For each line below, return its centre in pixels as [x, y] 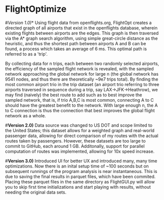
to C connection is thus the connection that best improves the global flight [80, 110]
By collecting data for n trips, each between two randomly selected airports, [82, 63]
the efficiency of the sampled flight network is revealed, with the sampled [79, 69]
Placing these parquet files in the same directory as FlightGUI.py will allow [80, 182]
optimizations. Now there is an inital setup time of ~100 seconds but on [77, 166]
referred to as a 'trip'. [27, 54]
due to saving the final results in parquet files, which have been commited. [80, 176]
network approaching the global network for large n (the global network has [82, 74]
